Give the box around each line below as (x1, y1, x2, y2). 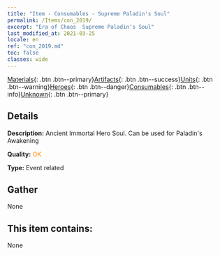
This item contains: (7, 222, 93, 235)
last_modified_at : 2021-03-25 (7, 29, 96, 37)
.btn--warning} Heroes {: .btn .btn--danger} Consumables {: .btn (7, 82, 186, 91)
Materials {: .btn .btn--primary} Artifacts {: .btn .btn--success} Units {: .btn (7, 75, 213, 83)
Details (7, 110, 38, 123)
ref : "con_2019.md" (7, 43, 64, 50)
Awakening (7, 136, 40, 144)
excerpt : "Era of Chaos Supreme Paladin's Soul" (7, 23, 155, 30)
